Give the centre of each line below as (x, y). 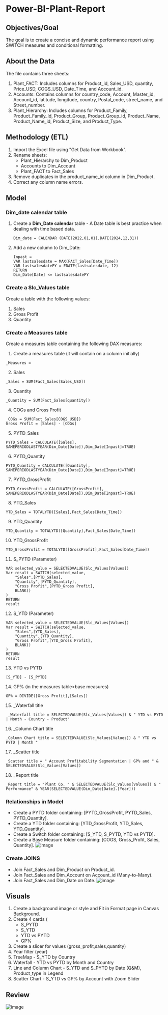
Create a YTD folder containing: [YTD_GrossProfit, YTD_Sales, (78, 824)
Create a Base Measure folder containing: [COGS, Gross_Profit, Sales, (86, 840)
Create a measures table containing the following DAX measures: (74, 344)
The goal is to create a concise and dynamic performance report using (80, 40)
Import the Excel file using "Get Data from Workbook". (70, 149)
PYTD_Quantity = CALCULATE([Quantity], (48, 466)
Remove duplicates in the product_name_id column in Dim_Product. (84, 177)
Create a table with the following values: (48, 299)
